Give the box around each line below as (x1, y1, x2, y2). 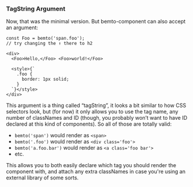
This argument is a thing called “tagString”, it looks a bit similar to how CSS (6, 102, 187, 109)
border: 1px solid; (21, 77, 69, 82)
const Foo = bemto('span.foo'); (6, 36, 85, 41)
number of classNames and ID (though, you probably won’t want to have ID (6, 115, 188, 122)
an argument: (6, 24, 39, 31)
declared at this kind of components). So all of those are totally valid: (6, 120, 172, 127)
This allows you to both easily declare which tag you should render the (6, 162, 177, 169)
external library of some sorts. (6, 174, 79, 181)
